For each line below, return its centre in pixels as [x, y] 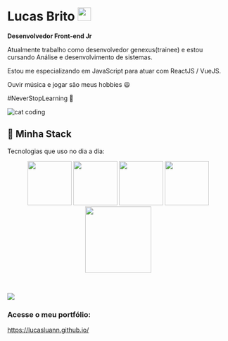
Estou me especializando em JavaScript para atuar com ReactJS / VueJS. [114, 71]
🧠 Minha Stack [39, 134]
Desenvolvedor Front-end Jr [50, 36]
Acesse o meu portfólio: [49, 315]
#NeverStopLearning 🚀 [40, 98]
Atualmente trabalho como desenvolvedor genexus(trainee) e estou [105, 49]
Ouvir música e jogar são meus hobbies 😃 [69, 84]
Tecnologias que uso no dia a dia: [56, 151]
